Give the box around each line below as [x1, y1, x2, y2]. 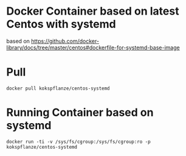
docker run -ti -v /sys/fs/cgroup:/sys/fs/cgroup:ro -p [6, 138, 151, 144]
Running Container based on [6, 105, 154, 119]
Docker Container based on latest [6, 4, 179, 18]
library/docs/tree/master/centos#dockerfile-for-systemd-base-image [6, 44, 181, 51]
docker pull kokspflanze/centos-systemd [6, 85, 111, 91]
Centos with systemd [6, 17, 117, 31]
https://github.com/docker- [31, 37, 99, 44]
